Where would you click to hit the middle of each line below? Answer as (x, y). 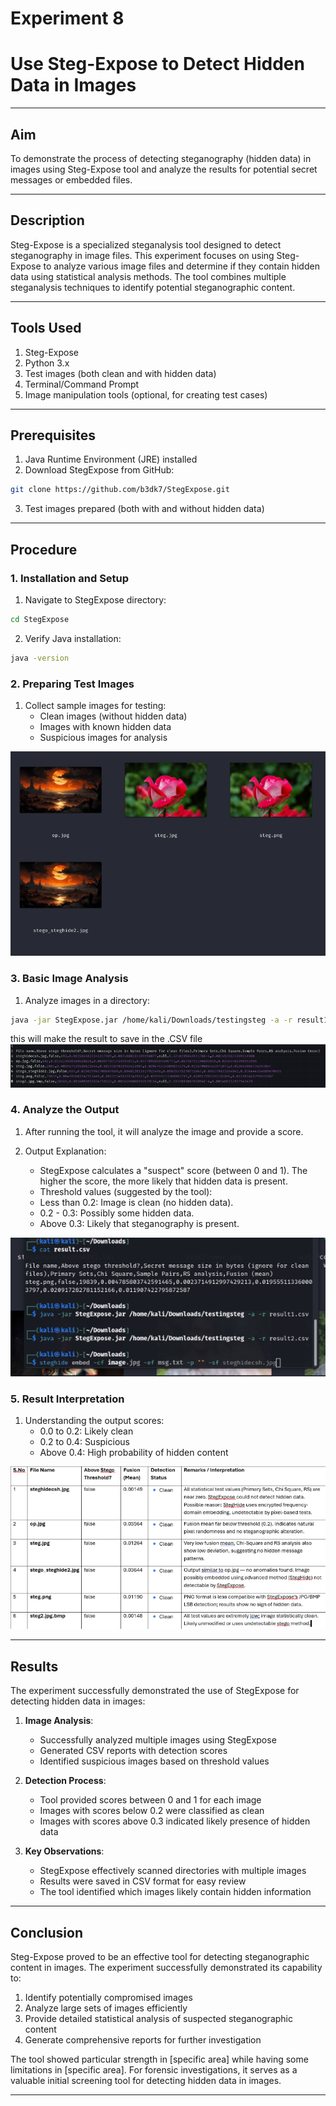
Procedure (44, 549)
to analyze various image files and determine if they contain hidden (181, 266)
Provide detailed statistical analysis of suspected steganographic (158, 2019)
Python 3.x (47, 363)
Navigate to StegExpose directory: (95, 599)
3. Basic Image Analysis (69, 979)
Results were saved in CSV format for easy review (143, 1881)
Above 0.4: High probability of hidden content (134, 1453)
